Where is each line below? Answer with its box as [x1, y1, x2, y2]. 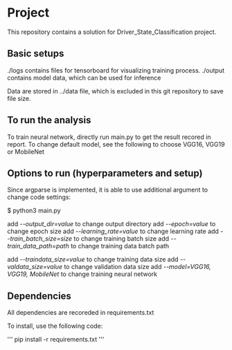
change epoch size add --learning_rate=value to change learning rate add [7, 227, 220, 236]
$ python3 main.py [7, 206, 61, 215]
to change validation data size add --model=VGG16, [64, 263, 211, 271]
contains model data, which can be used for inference [7, 73, 161, 82]
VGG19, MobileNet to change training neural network [7, 270, 158, 278]
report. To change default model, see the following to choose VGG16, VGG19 [7, 140, 225, 148]
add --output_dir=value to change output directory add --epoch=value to [7, 220, 216, 228]
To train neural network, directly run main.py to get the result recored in [7, 133, 211, 141]
